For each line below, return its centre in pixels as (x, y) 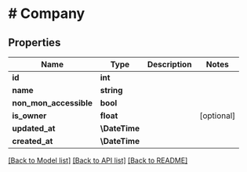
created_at (33, 141)
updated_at (34, 128)
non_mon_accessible (52, 103)
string (111, 90)
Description (169, 64)
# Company (47, 14)
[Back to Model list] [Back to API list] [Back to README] (98, 160)
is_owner (29, 116)
